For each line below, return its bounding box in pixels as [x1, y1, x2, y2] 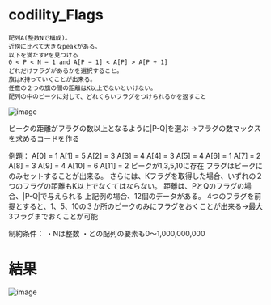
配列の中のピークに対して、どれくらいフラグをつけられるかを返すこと [8, 92, 207, 100]
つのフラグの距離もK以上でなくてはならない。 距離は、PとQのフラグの [8, 180, 245, 191]
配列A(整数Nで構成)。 [8, 34, 71, 42]
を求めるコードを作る [8, 133, 79, 143]
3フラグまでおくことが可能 [8, 211, 99, 221]
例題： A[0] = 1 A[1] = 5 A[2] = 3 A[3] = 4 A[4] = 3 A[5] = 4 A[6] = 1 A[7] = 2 [8, 150, 261, 160]
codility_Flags [8, 6, 104, 24]
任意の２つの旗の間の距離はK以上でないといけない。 [8, 83, 157, 92]
